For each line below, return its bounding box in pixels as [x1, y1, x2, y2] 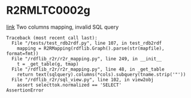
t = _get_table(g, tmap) [17, 61, 79, 67]
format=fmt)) [6, 50, 39, 57]
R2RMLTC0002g [6, 4, 91, 17]
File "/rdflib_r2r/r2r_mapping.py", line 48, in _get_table [11, 66, 165, 72]
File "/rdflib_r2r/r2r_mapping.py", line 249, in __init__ [11, 56, 162, 62]
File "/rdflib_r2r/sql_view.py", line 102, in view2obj [11, 76, 154, 82]
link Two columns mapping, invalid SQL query [6, 23, 119, 30]
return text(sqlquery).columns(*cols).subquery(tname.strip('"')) [17, 71, 186, 78]
